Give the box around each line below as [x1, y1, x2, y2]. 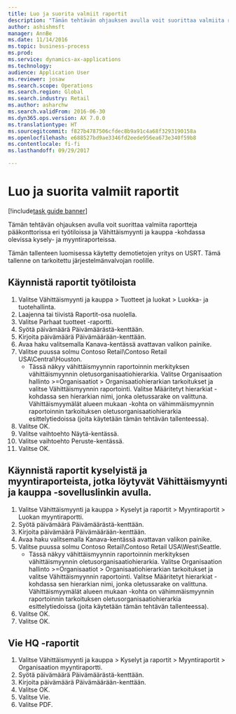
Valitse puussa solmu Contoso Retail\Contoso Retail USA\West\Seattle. [18, 542, 221, 551]
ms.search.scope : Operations [8, 82, 93, 89]
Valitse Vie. [18, 693, 51, 701]
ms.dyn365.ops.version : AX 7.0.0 [8, 114, 106, 121]
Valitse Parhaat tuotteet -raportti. [18, 317, 113, 326]
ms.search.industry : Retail [8, 95, 90, 102]
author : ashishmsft [8, 23, 65, 30]
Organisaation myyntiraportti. [18, 664, 103, 672]
